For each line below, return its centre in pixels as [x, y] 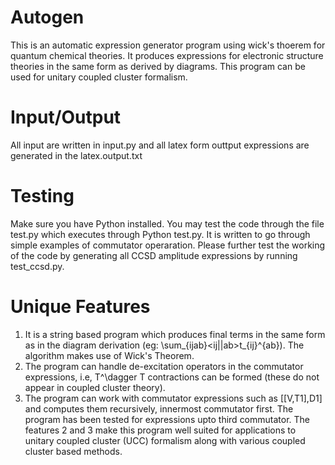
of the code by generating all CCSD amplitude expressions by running [154, 255]
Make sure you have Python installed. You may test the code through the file [167, 223]
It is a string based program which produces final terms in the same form [175, 334]
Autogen [47, 17]
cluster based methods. [73, 451]
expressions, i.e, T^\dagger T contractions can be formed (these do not [172, 377]
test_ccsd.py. [37, 266]
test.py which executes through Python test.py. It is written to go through [160, 234]
